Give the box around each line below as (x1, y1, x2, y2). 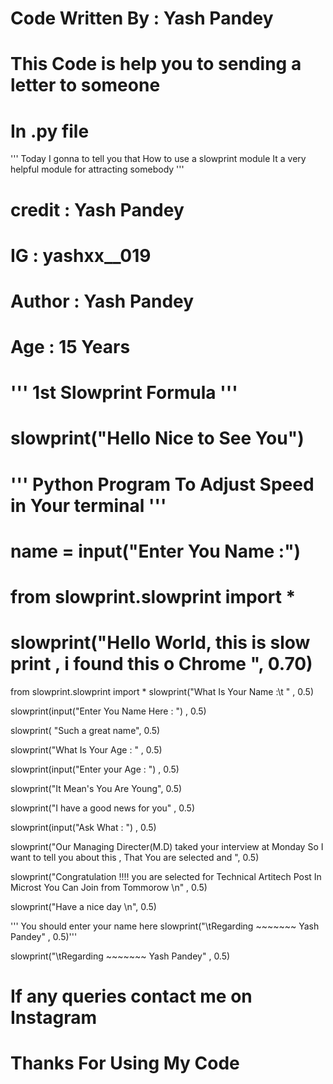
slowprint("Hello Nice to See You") (10, 427, 305, 450)
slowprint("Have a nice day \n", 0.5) (10, 900, 157, 912)
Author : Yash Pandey (10, 290, 195, 312)
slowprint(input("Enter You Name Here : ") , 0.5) (10, 705, 207, 717)
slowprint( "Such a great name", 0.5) (10, 724, 161, 736)
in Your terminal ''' (10, 494, 167, 517)
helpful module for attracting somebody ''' (10, 163, 185, 176)
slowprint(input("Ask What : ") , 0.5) (10, 821, 157, 833)
